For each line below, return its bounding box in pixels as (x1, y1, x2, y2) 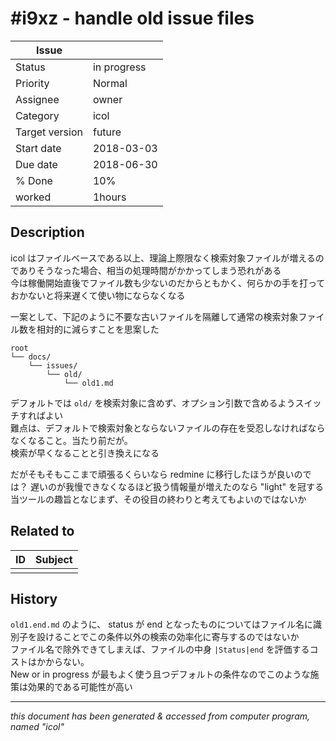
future (92, 125, 122, 139)
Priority (15, 76, 50, 90)
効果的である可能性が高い (27, 681, 133, 693)
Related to (10, 523, 75, 540)
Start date (15, 141, 62, 155)
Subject (35, 552, 73, 566)
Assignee (15, 92, 60, 106)
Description (10, 224, 85, 241)
